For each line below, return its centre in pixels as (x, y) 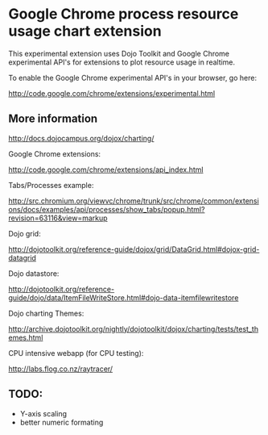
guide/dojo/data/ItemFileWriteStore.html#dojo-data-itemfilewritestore (124, 297)
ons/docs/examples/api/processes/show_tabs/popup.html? (107, 209)
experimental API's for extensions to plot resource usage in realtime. (122, 62)
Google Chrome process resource (124, 14)
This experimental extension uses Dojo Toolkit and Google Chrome (119, 53)
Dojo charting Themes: (46, 313)
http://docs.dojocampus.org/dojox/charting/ (81, 138)
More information (53, 119)
